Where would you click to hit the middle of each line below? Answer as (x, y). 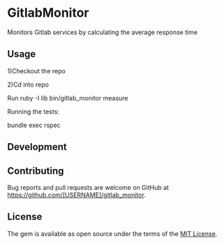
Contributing (36, 171)
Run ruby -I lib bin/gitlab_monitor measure (68, 98)
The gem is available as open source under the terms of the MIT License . (112, 233)
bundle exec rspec (34, 125)
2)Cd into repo (28, 84)
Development (37, 147)
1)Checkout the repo (37, 70)
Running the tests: (33, 111)
